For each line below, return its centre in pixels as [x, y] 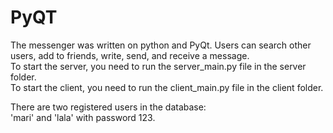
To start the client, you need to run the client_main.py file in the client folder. [167, 87]
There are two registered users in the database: [108, 107]
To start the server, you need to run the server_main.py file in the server [158, 66]
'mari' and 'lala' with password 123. [83, 117]
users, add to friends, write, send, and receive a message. [130, 55]
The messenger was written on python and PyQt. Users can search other [161, 45]
